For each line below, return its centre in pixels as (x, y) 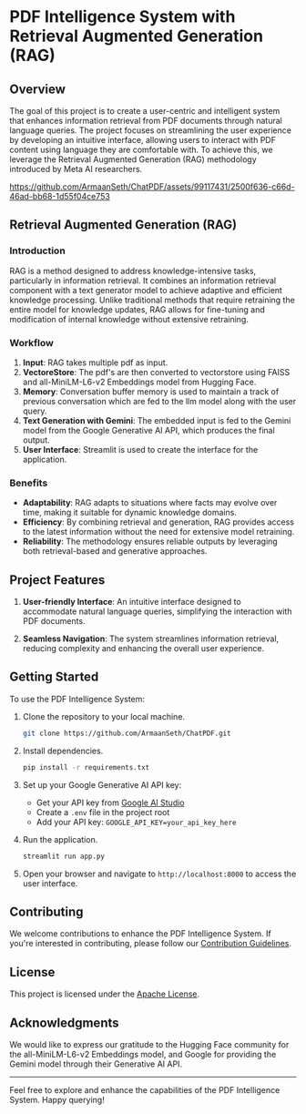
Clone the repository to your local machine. (103, 716)
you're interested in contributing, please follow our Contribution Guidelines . (151, 944)
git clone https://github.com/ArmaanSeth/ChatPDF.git (127, 733)
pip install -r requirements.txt (86, 767)
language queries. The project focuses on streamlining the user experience (150, 130)
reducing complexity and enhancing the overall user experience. (143, 649)
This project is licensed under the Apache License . (105, 994)
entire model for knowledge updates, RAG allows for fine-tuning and (138, 309)
